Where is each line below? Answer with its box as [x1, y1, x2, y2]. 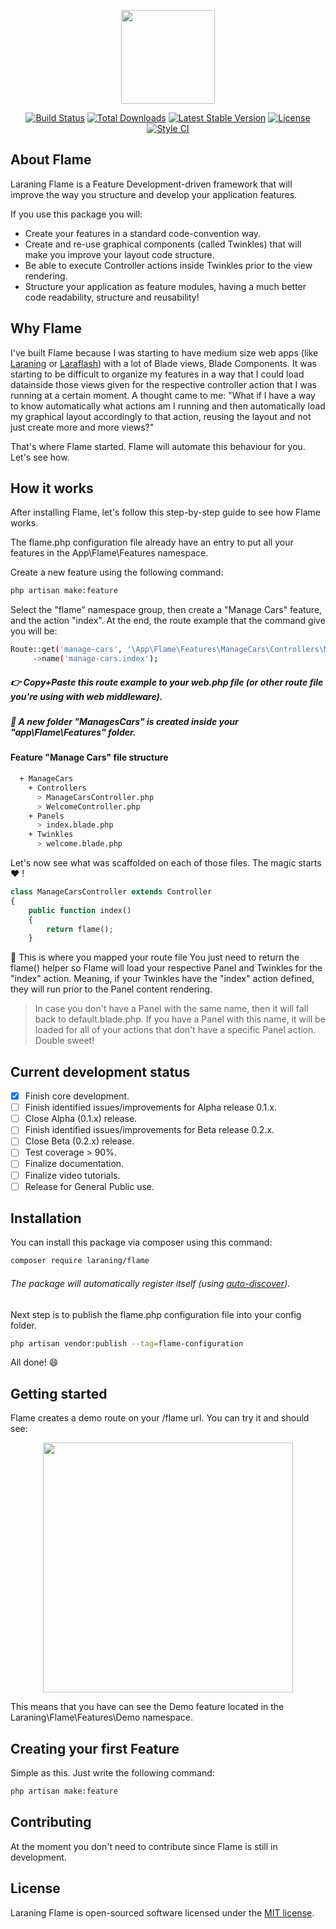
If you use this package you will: [10, 208, 143, 220]
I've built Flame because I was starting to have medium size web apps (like [10, 346, 319, 359]
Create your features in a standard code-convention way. [24, 227, 262, 239]
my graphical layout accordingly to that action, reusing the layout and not [10, 410, 312, 422]
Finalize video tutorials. [24, 1169, 121, 1181]
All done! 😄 [10, 1356, 59, 1369]
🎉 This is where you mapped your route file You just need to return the [10, 951, 300, 964]
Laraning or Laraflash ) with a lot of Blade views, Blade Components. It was [10, 357, 318, 369]
